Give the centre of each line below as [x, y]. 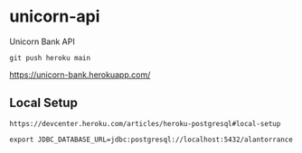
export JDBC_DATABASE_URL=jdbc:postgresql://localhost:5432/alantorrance [151, 139]
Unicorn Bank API [42, 41]
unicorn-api [55, 17]
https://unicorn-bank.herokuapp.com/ [80, 75]
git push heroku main [50, 58]
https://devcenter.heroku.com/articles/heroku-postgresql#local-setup [145, 123]
